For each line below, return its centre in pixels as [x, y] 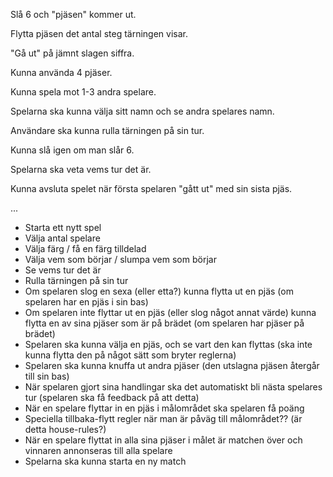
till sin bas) [47, 376]
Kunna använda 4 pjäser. [61, 72]
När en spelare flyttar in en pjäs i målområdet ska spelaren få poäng [164, 408]
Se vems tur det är [63, 270]
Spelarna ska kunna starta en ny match [105, 461]
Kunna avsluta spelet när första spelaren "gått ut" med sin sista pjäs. [151, 188]
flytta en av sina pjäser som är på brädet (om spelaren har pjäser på [164, 323]
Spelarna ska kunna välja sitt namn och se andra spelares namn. [142, 111]
